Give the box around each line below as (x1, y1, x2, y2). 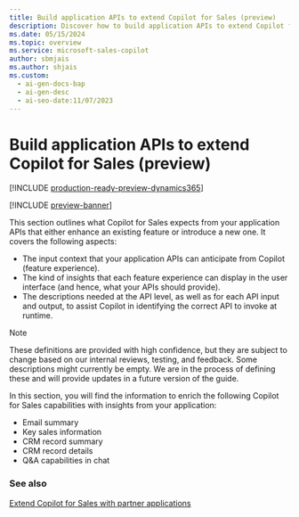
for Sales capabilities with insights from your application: (9, 400, 217, 411)
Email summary (21, 417, 79, 428)
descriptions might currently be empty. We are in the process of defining (9, 364, 276, 374)
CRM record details (21, 446, 93, 456)
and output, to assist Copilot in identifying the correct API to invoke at (21, 300, 278, 312)
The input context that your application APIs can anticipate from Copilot (21, 253, 285, 264)
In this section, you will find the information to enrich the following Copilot (9, 390, 279, 401)
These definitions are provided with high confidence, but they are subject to (9, 345, 287, 356)
